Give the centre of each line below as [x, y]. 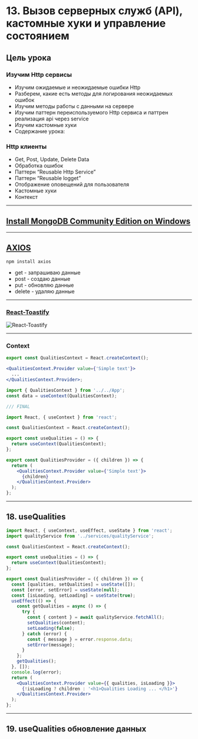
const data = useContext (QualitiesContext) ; [62, 396]
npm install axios [29, 261]
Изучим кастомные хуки [45, 125]
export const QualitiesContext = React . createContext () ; [77, 358]
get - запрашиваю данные [47, 272]
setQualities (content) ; [56, 623]
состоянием [38, 36]
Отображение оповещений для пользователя [72, 185]
